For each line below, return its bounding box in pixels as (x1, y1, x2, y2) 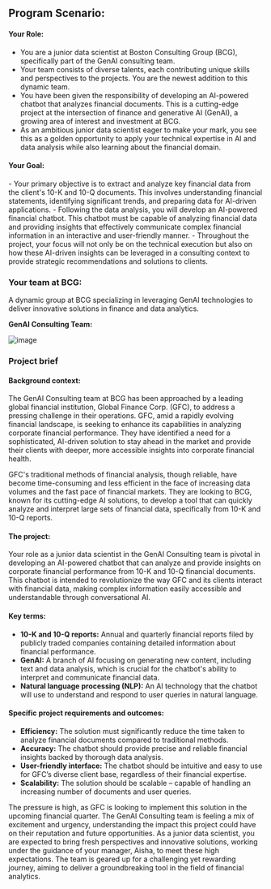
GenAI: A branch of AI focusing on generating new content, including (19, 655, 252, 665)
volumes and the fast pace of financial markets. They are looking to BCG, (8, 487, 252, 497)
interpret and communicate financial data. (19, 672, 160, 682)
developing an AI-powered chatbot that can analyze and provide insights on (8, 558, 261, 567)
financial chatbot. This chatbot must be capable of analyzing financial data (8, 213, 257, 222)
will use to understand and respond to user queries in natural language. (19, 689, 259, 699)
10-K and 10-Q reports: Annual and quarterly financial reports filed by (19, 629, 254, 639)
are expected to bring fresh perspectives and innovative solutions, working (8, 836, 258, 847)
